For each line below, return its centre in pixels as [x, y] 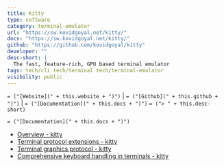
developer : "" [27, 52]
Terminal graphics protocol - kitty [64, 149]
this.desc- [195, 104]
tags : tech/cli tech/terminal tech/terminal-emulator [86, 70]
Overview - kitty [40, 134]
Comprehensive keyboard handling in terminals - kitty [93, 156]
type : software [29, 20]
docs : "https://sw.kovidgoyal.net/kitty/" [69, 39]
